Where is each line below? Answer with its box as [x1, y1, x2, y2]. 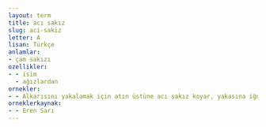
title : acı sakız [8, 19, 66, 27]
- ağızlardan [15, 77, 59, 85]
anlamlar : [8, 48, 41, 56]
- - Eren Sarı [8, 107, 55, 115]
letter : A [8, 33, 41, 42]
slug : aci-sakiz [8, 26, 62, 34]
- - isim [8, 70, 37, 78]
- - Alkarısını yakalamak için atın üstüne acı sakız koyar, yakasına [8, 92, 246, 100]
